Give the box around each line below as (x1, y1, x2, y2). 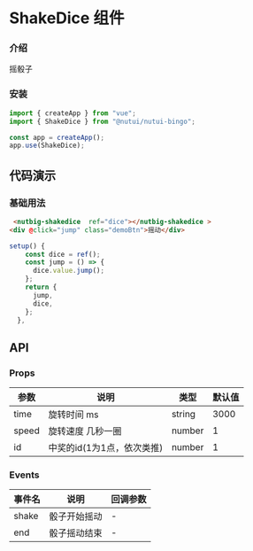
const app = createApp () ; (9, 133, 104, 142)
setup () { (9, 241, 46, 251)
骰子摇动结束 (49, 527, 103, 539)
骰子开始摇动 (49, 510, 103, 523)
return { (25, 283, 57, 292)
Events (9, 469, 40, 481)
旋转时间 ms (48, 408, 99, 421)
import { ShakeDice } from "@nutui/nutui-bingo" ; (9, 117, 196, 126)
